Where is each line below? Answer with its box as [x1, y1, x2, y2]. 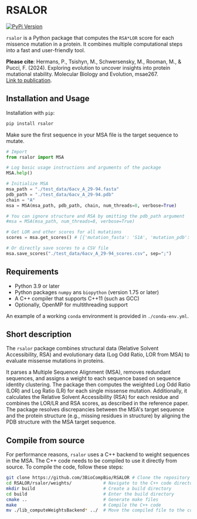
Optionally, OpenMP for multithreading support [14, 301, 128, 308]
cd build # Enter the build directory [6, 491, 175, 497]
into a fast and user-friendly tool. [6, 46, 86, 53]
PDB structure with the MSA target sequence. [6, 418, 116, 425]
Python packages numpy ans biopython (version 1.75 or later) [14, 288, 159, 296]
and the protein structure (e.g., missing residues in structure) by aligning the [6, 412, 190, 419]
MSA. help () [6, 170, 33, 176]
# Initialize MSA [6, 181, 49, 187]
